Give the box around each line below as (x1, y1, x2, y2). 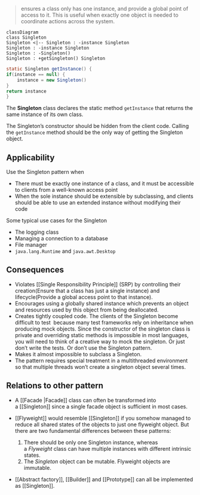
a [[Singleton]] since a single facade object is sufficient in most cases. (14, 403, 188, 410)
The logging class (14, 228, 59, 236)
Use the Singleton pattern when (6, 169, 85, 176)
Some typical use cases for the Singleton (6, 217, 107, 224)
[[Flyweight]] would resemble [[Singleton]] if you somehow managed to (14, 414, 191, 421)
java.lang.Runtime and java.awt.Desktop (14, 247, 116, 255)
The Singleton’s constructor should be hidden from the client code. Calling (6, 123, 189, 130)
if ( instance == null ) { (6, 71, 66, 77)
